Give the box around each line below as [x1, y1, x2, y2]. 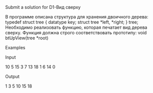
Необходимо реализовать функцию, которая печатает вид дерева [5, 24, 147, 30]
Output [5, 74, 20, 79]
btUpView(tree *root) [5, 35, 49, 41]
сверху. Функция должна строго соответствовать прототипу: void [5, 30, 147, 35]
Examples [5, 45, 26, 50]
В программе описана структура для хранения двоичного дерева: [5, 14, 148, 19]
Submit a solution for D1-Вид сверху [5, 4, 81, 10]
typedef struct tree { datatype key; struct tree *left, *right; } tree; [5, 19, 138, 25]
